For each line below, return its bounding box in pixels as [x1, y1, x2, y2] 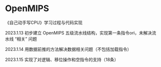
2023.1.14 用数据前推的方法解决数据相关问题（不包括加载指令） [5, 46, 132, 52]
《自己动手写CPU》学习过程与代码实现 [5, 19, 83, 25]
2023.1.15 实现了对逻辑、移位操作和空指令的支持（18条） [5, 56, 119, 62]
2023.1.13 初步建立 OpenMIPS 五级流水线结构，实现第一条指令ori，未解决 [5, 30, 152, 35]
